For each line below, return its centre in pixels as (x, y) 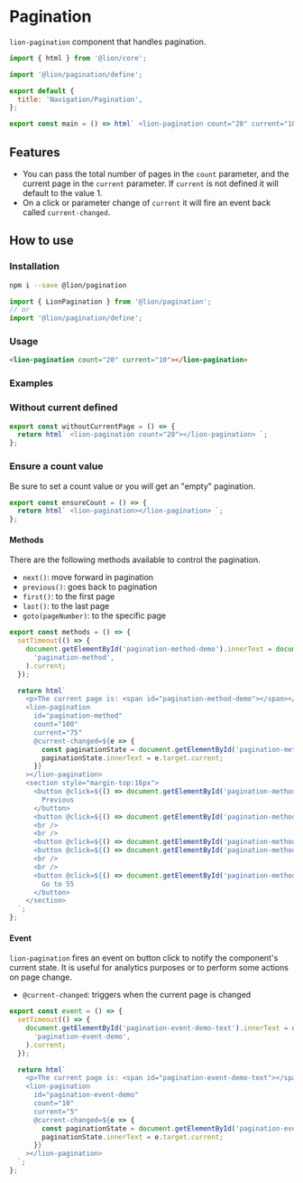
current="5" (55, 1112)
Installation (35, 267)
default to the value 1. (62, 193)
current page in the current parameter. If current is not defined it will (151, 183)
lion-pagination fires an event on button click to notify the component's (144, 958)
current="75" (58, 732)
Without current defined (64, 408)
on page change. (41, 977)
